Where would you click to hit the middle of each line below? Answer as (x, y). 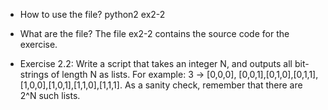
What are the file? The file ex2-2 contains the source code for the (154, 33)
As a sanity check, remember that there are (213, 85)
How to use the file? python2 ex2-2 (92, 14)
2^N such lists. (50, 95)
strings (34, 74)
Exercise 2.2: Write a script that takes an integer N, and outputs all (156, 63)
